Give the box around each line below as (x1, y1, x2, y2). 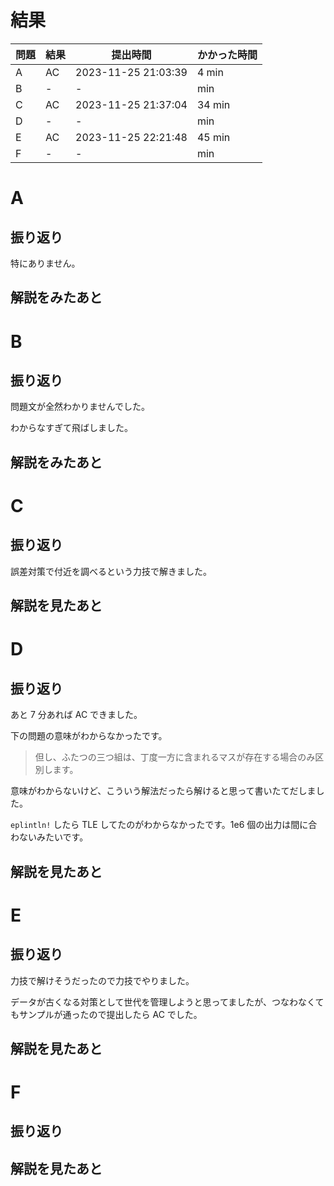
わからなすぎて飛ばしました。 (10, 422, 133, 434)
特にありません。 (10, 257, 81, 269)
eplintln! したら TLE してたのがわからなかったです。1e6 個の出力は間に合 (10, 819, 318, 831)
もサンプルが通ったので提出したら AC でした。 (10, 1008, 203, 1020)
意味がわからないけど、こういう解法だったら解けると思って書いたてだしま (10, 785, 317, 797)
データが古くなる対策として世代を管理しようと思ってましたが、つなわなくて (10, 996, 325, 1008)
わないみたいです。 (10, 831, 89, 843)
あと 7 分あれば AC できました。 (10, 709, 143, 721)
